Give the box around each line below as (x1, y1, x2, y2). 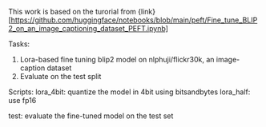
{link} (137, 7, 156, 16)
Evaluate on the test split (19, 72, 102, 81)
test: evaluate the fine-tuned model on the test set (8, 111, 174, 121)
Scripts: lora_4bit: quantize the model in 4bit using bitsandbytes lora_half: (8, 87, 251, 97)
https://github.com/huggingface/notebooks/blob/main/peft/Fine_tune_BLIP (10, 15, 258, 25)
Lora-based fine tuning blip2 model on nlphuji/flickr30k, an (19, 55, 215, 64)
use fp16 (8, 96, 37, 105)
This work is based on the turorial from (8, 7, 136, 16)
